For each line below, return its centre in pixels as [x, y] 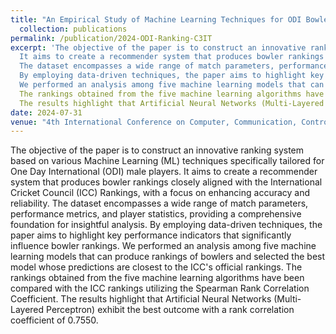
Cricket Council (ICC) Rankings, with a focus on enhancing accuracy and [160, 193]
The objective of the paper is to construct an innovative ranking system [157, 150]
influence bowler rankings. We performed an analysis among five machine [163, 246]
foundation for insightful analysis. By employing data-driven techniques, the [166, 225]
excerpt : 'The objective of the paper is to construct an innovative [158, 47]
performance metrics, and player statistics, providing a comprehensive [156, 214]
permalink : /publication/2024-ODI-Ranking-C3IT [111, 38]
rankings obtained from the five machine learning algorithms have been [157, 278]
